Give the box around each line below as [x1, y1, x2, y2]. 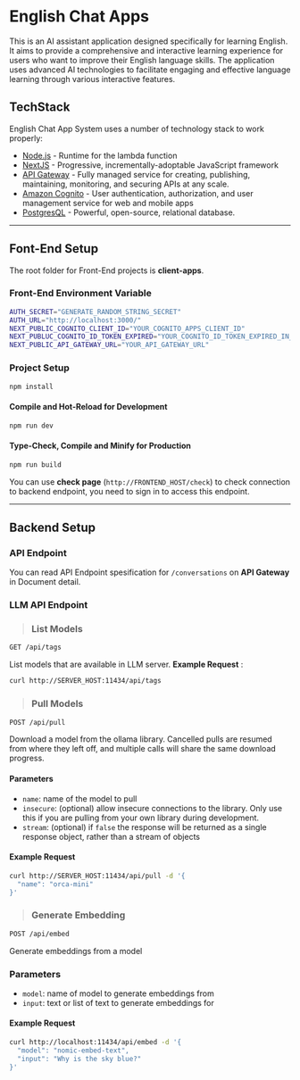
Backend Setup [9, 519, 96, 535]
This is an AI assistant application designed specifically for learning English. [9, 36, 288, 46]
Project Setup [9, 361, 70, 374]
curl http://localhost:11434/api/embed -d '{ [9, 1038, 181, 1047]
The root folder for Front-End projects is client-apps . [9, 265, 204, 276]
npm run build [9, 460, 62, 469]
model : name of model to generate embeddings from [21, 988, 214, 999]
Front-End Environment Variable [9, 287, 152, 300]
